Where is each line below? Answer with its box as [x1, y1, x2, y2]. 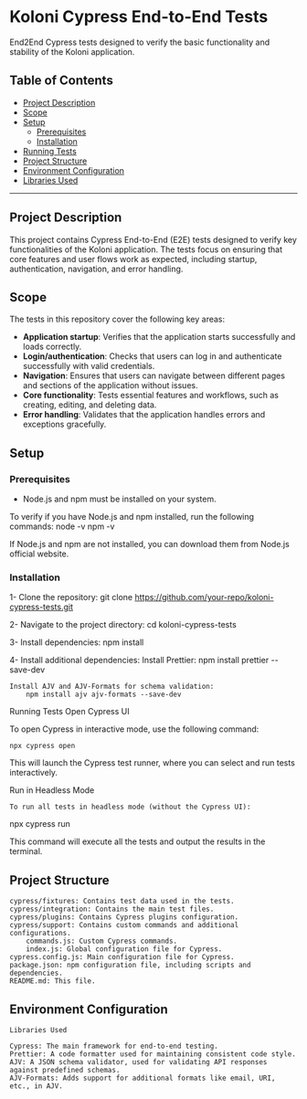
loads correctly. [22, 341, 82, 353]
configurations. [9, 929, 71, 938]
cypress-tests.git [9, 601, 74, 613]
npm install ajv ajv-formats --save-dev [26, 690, 182, 700]
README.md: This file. [9, 977, 96, 986]
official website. [9, 548, 69, 559]
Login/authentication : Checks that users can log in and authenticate [22, 351, 282, 362]
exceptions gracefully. [22, 418, 107, 430]
